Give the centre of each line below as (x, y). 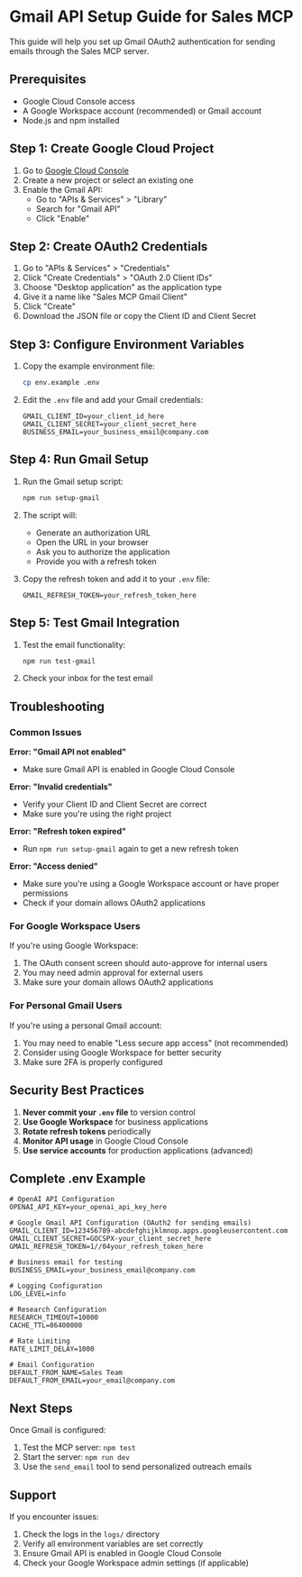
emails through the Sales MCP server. (79, 50)
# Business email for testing (66, 1263)
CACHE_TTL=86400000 (46, 1326)
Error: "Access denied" (54, 866)
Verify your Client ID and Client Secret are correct (114, 805)
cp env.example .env (61, 383)
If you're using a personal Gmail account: (86, 1026)
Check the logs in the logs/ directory (91, 1534)
